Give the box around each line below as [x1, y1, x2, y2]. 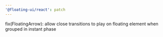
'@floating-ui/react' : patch [5, 7, 66, 12]
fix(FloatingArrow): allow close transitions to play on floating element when [5, 21, 159, 27]
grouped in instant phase [5, 26, 56, 32]
